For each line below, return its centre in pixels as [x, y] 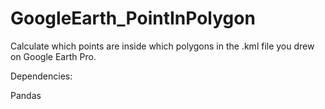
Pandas [26, 95]
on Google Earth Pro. [53, 56]
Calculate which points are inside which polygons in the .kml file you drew [162, 46]
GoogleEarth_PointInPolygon [133, 18]
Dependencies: [41, 76]
